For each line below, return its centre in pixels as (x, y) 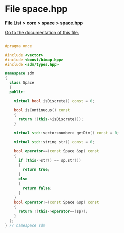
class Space (22, 83)
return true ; (37, 170)
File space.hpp (37, 9)
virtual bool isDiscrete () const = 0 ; (54, 101)
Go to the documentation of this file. (42, 32)
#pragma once (19, 46)
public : (18, 92)
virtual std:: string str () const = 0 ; (54, 142)
